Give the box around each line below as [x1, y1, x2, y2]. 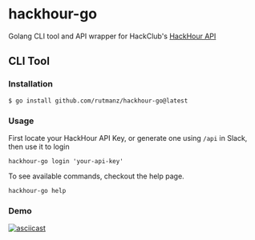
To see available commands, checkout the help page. [8, 171, 184, 181]
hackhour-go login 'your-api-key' [8, 157, 124, 165]
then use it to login [8, 142, 70, 151]
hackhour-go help [8, 186, 67, 194]
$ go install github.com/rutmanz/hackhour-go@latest [8, 97, 188, 105]
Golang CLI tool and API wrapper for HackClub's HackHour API [8, 31, 217, 41]
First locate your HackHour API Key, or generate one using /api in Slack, [8, 133, 248, 142]
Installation [8, 78, 54, 90]
